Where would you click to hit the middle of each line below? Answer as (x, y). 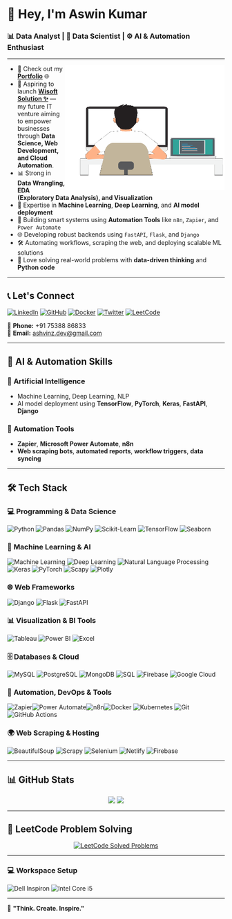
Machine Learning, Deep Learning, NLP (73, 396)
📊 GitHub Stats (41, 780)
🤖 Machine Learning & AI (49, 547)
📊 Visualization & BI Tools (52, 621)
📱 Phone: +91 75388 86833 (47, 326)
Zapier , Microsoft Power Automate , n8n (75, 444)
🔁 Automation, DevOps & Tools (59, 693)
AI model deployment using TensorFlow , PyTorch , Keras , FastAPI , (112, 403)
